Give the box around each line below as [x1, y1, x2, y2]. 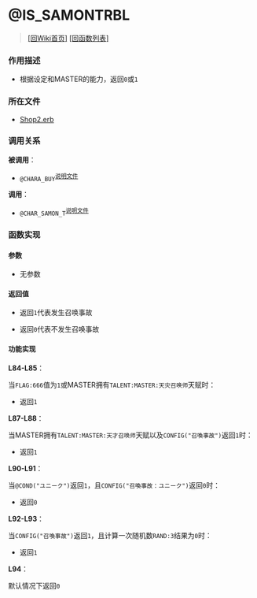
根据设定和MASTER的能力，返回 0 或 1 [19, 74, 138, 84]
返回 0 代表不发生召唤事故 [19, 325, 100, 334]
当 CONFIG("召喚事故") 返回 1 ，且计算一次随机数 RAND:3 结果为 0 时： [8, 530, 212, 540]
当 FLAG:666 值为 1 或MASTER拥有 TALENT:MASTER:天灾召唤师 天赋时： [8, 380, 216, 389]
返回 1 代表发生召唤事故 [19, 308, 93, 318]
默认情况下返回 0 [8, 581, 61, 590]
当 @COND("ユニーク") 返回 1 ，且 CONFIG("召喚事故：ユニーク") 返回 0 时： [8, 480, 220, 490]
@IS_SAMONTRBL [8, 6, 130, 24]
